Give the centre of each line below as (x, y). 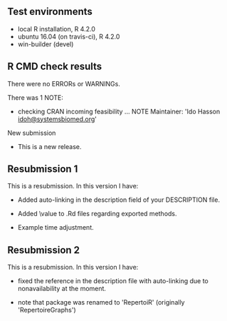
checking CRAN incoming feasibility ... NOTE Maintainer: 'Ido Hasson (119, 111)
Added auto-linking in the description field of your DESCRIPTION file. (119, 200)
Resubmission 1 (43, 169)
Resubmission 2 (44, 250)
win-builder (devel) (46, 44)
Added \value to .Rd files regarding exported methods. (97, 214)
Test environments (50, 12)
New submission (32, 133)
